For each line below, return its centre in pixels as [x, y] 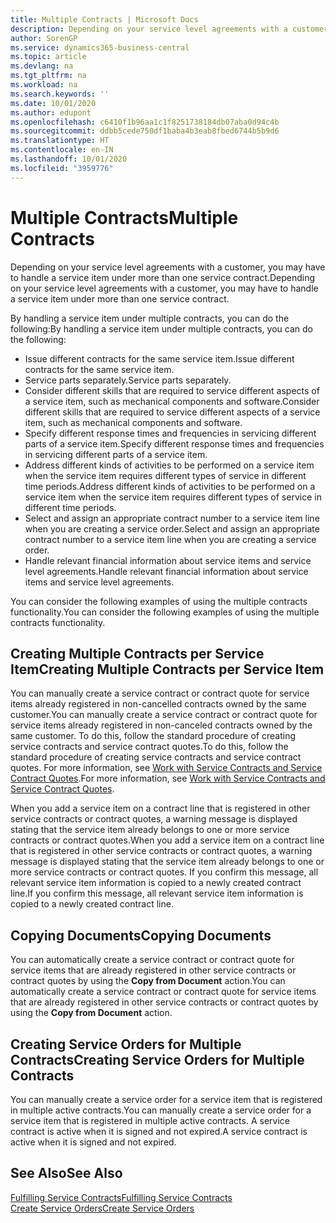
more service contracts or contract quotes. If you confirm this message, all [164, 872]
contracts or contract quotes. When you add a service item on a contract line [167, 840]
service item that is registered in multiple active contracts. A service [150, 1120]
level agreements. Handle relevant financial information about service [166, 571]
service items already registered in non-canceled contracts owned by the [161, 725]
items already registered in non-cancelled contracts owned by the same [158, 704]
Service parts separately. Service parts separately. [128, 380]
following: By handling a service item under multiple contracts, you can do [161, 328]
